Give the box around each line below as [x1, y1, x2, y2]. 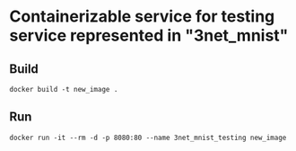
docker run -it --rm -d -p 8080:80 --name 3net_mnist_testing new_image [9, 133, 287, 142]
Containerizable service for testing [9, 6, 275, 27]
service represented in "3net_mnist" [9, 25, 289, 46]
